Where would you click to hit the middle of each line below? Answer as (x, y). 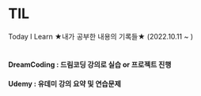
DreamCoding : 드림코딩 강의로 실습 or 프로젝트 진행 (90, 65)
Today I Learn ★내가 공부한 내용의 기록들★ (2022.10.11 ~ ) (101, 36)
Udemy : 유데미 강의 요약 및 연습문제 (64, 84)
